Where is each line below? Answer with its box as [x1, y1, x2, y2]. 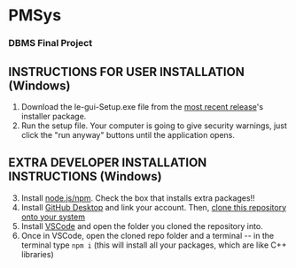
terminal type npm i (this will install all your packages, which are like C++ [20, 240, 287, 250]
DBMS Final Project [8, 37, 93, 50]
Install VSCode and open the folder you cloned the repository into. [20, 220, 263, 231]
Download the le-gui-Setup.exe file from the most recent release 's [20, 101, 263, 111]
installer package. [20, 111, 87, 121]
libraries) [20, 249, 54, 259]
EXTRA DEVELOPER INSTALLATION [8, 156, 207, 171]
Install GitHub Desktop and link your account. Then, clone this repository [20, 202, 287, 212]
